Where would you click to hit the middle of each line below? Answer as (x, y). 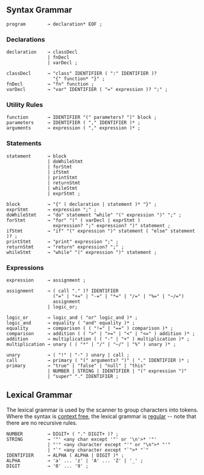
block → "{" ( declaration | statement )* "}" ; (82, 204)
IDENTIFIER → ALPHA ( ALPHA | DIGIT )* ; (65, 455)
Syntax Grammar (39, 10)
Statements (24, 143)
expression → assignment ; (46, 280)
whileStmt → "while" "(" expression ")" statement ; (82, 252)
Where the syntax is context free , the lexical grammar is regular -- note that (101, 416)
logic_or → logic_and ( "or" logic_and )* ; (72, 317)
